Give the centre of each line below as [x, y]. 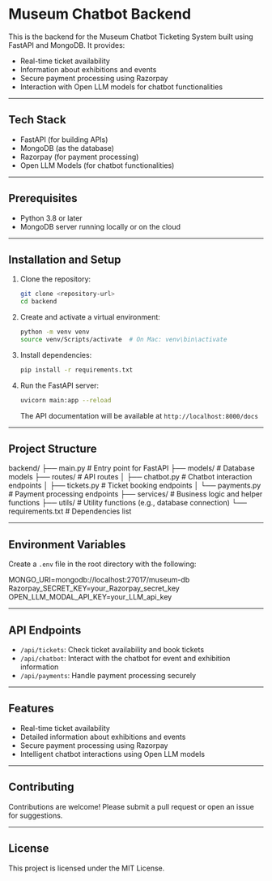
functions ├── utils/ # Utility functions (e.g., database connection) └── [127, 503]
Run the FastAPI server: [59, 385]
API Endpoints [45, 630]
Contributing [41, 787]
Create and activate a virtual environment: [90, 317]
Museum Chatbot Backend [100, 14]
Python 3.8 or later [51, 218]
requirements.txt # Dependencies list [70, 511]
